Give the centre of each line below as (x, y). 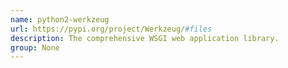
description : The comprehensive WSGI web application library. (145, 38)
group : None (35, 47)
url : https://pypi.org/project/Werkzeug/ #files (111, 29)
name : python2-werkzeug (60, 19)
